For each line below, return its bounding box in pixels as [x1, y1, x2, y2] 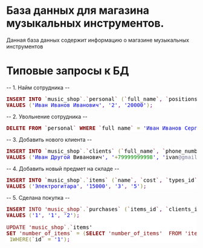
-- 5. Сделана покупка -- [6, 194, 71, 201]
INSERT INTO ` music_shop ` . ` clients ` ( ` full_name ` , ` [6, 147, 166, 154]
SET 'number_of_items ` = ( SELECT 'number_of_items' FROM [6, 230, 182, 237]
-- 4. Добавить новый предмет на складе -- [6, 165, 120, 172]
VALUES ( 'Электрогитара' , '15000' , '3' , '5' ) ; [6, 182, 147, 189]
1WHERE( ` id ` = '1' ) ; [9, 236, 71, 243]
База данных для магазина [6, 4, 150, 17]
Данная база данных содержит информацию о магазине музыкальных [6, 36, 189, 43]
